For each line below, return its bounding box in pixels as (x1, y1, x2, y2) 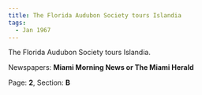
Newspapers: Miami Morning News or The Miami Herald (8, 63, 195, 72)
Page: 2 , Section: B (8, 78, 71, 87)
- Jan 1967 (15, 26, 51, 34)
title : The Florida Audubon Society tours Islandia (8, 11, 181, 20)
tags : (8, 19, 26, 27)
